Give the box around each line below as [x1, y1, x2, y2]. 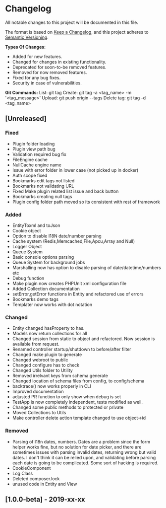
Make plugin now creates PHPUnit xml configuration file [12, 280, 127, 286]
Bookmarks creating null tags [12, 193, 72, 199]
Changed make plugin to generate [12, 352, 82, 358]
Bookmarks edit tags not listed [12, 177, 75, 184]
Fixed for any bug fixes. [12, 74, 61, 80]
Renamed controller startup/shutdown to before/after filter [12, 346, 131, 353]
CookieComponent [12, 465, 51, 471]
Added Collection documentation [12, 286, 80, 291]
